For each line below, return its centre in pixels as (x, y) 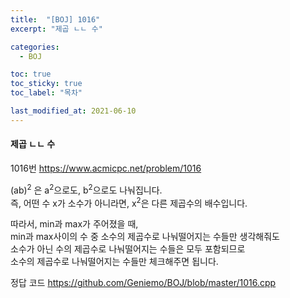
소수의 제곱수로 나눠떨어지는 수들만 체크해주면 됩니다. (114, 262)
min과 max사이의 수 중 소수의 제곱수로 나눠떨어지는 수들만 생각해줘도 (145, 237)
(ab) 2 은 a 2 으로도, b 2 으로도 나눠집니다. (86, 189)
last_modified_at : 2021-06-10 (73, 111)
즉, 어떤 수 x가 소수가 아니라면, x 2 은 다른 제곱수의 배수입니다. (129, 202)
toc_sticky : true (46, 84)
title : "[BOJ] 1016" (55, 19)
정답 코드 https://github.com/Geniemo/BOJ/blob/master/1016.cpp (143, 283)
